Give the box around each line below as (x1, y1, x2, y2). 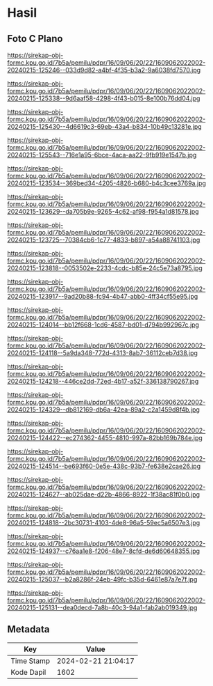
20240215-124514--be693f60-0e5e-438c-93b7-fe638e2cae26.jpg (7, 462, 201, 470)
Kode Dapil (10, 667, 46, 677)
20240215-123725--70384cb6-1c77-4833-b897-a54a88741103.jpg (7, 235, 201, 244)
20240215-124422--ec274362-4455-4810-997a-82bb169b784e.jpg (7, 434, 203, 442)
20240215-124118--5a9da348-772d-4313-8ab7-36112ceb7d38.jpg (7, 349, 198, 357)
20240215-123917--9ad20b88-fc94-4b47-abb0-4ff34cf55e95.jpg (7, 293, 198, 300)
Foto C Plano (7, 33, 63, 45)
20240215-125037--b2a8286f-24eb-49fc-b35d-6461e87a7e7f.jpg (7, 575, 198, 583)
